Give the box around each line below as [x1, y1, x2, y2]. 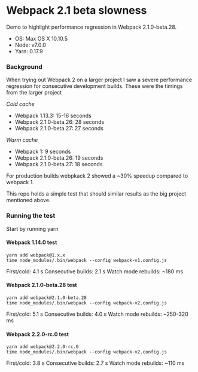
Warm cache [6, 136, 38, 144]
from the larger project [6, 89, 62, 96]
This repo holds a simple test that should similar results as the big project [6, 190, 187, 197]
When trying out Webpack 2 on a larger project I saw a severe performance [6, 76, 193, 84]
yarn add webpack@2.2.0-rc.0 [6, 344, 79, 350]
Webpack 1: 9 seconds [14, 148, 71, 155]
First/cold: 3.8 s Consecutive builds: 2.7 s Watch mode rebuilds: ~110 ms [6, 359, 185, 367]
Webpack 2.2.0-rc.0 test [6, 330, 69, 338]
